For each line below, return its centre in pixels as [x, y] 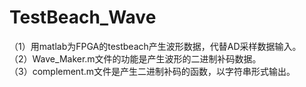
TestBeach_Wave [83, 17]
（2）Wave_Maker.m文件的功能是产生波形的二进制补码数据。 [135, 58]
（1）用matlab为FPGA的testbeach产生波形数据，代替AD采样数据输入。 [155, 46]
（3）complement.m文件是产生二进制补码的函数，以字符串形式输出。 [152, 71]
